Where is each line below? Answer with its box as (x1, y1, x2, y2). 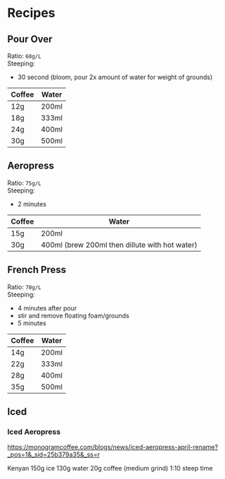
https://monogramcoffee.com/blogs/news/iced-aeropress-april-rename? (7, 443, 219, 451)
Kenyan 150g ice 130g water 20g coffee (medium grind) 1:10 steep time (7, 464, 213, 473)
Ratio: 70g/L (7, 282, 41, 291)
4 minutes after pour (17, 303, 77, 312)
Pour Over (7, 33, 53, 45)
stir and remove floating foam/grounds (17, 311, 130, 320)
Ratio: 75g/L (7, 178, 41, 187)
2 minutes (17, 200, 47, 208)
